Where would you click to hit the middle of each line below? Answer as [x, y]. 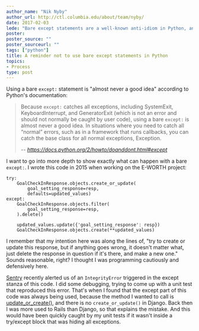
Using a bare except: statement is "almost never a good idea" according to [97, 89]
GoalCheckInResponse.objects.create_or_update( [76, 184]
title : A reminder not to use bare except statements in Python [87, 56]
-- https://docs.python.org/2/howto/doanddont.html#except [94, 150]
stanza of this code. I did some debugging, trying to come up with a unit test [99, 284]
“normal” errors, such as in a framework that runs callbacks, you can [105, 132]
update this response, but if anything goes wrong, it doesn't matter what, [95, 248]
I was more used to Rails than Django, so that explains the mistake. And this [98, 309]
